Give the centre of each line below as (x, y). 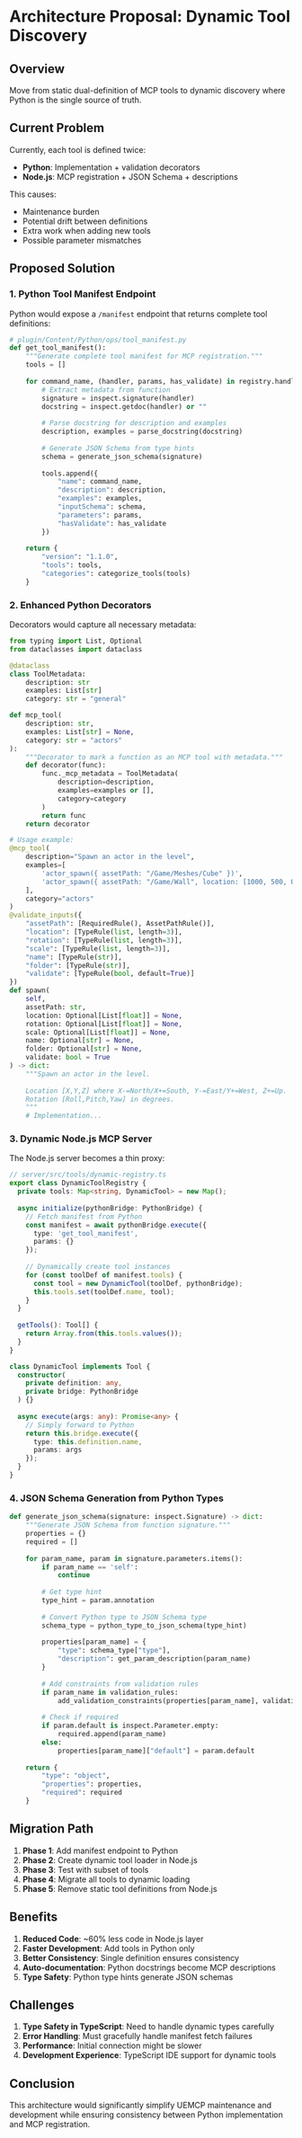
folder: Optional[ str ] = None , (84, 1049)
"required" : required (82, 1793)
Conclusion (42, 2084)
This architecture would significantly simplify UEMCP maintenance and (141, 2106)
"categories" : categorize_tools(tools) (116, 573)
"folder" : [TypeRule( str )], (78, 965)
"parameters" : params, (100, 515)
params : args (58, 1450)
